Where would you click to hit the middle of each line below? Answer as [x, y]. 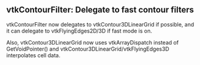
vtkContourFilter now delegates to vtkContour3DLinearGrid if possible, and [100, 24]
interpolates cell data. [33, 55]
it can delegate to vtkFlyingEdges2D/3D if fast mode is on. [79, 31]
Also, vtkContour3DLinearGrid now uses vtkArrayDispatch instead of [93, 42]
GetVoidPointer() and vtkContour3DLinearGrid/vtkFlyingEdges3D [88, 49]
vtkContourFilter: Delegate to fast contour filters [100, 10]
